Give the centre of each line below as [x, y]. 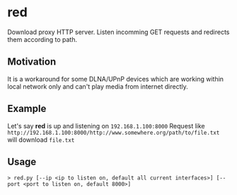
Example [27, 109]
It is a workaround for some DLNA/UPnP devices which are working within [116, 79]
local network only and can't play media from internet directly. [98, 87]
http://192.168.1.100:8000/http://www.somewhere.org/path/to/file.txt [114, 133]
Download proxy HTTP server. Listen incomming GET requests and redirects [118, 32]
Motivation [32, 62]
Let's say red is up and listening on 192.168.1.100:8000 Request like [106, 126]
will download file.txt [41, 140]
